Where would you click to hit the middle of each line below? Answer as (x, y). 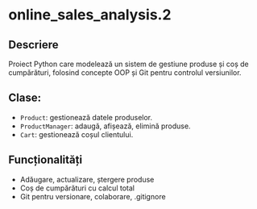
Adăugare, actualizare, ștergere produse (87, 179)
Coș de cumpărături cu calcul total (77, 188)
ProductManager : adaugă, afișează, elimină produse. (105, 126)
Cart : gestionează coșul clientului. (77, 134)
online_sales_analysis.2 (90, 15)
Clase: (25, 98)
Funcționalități (46, 160)
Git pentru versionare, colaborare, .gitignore (93, 196)
